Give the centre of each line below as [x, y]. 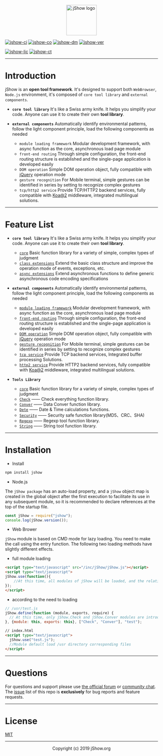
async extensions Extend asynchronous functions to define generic [87, 273]
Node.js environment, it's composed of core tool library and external [76, 94]
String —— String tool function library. [58, 425]
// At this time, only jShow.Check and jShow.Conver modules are [77, 618]
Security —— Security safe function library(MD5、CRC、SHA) [82, 415]
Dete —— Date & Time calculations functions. [65, 409]
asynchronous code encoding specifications [64, 278]
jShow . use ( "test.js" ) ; [32, 640]
